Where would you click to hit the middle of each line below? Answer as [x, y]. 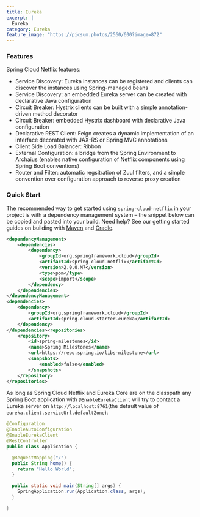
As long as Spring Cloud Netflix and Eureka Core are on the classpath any [99, 393]
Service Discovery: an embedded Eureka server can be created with [101, 94]
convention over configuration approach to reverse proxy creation [98, 179]
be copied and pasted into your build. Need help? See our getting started [98, 221]
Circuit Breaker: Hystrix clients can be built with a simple [86, 107]
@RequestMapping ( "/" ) [39, 458]
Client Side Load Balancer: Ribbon [58, 146]
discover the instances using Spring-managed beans [81, 88]
